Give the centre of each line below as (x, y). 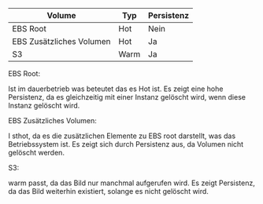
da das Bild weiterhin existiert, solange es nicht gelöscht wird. (108, 191)
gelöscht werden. (37, 153)
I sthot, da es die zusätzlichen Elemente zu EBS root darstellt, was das (122, 136)
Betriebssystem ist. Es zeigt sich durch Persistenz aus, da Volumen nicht (126, 144)
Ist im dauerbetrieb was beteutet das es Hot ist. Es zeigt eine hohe (116, 89)
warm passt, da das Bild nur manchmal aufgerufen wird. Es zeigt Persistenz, (132, 183)
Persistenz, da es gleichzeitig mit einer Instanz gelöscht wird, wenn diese (127, 97)
